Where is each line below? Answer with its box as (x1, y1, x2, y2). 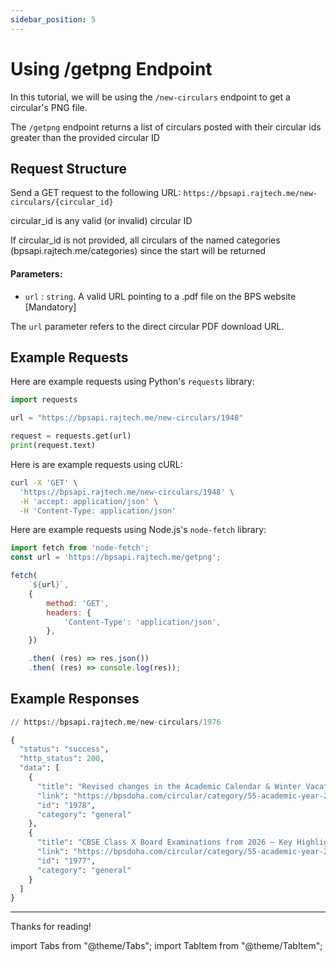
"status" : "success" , (19, 744, 110, 755)
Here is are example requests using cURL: (10, 458, 183, 470)
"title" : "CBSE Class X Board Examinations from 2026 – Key (36, 837, 293, 848)
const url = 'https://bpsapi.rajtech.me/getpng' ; (10, 552, 222, 563)
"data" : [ (19, 763, 60, 773)
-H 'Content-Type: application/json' (19, 506, 177, 516)
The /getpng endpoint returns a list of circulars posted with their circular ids (10, 121, 322, 133)
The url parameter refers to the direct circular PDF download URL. (10, 320, 285, 332)
